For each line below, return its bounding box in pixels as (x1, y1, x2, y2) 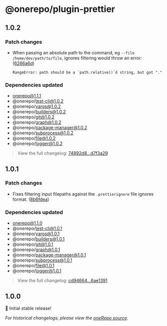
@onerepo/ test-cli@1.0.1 (12, 226, 62, 232)
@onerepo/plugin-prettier (5, 3, 116, 15)
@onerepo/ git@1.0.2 (12, 114, 55, 120)
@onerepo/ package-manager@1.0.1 (12, 252, 86, 258)
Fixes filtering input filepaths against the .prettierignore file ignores (12, 191, 154, 197)
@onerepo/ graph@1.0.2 (12, 119, 61, 125)
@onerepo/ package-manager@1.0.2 (12, 125, 87, 131)
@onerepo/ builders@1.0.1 (12, 236, 65, 242)
